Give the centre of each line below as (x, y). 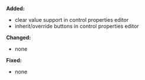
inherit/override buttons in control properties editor (77, 26)
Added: (15, 9)
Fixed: (14, 60)
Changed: (19, 37)
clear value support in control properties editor (72, 20)
